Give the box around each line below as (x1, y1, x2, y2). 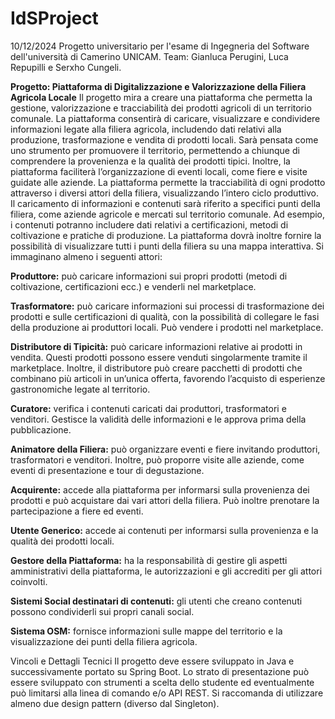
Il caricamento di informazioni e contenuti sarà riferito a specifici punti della (10, 197, 321, 209)
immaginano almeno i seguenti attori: (10, 250, 163, 262)
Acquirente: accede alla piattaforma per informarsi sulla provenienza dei (10, 483, 310, 496)
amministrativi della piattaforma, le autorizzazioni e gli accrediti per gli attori (10, 565, 323, 577)
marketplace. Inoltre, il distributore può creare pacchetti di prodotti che (10, 362, 303, 374)
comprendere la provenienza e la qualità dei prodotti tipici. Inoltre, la (10, 155, 291, 167)
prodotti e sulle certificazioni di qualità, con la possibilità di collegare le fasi (10, 310, 320, 322)
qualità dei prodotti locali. (10, 535, 115, 547)
